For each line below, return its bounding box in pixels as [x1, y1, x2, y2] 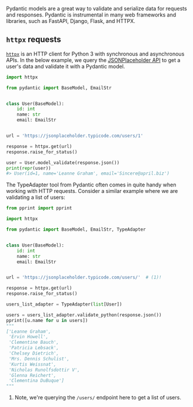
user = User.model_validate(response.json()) [6, 159, 119, 166]
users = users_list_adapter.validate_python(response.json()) [6, 312, 162, 318]
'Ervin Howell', [8, 334, 49, 340]
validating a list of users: [6, 194, 66, 201]
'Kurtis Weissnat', [8, 361, 57, 367]
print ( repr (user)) [6, 165, 51, 171]
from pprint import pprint [6, 205, 72, 211]
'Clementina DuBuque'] [8, 378, 65, 384]
